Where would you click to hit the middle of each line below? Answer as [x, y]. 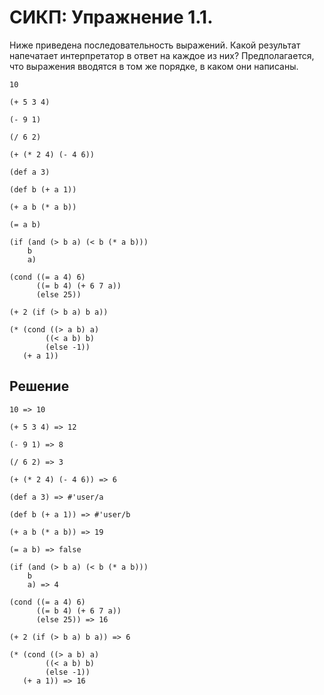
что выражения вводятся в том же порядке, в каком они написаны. [154, 66]
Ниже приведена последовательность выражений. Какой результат [155, 45]
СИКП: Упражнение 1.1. [111, 17]
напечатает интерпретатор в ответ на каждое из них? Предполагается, [162, 55]
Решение [39, 386]
